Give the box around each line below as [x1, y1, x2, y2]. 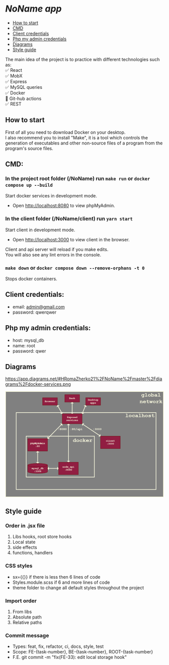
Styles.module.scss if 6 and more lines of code [12, 579, 110, 585]
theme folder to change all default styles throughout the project [12, 584, 144, 591]
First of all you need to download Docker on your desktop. [5, 129, 126, 135]
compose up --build [5, 182, 53, 188]
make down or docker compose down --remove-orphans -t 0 [5, 264, 145, 271]
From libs [12, 608, 32, 615]
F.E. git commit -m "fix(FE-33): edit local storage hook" [12, 654, 127, 660]
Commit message [5, 632, 49, 639]
